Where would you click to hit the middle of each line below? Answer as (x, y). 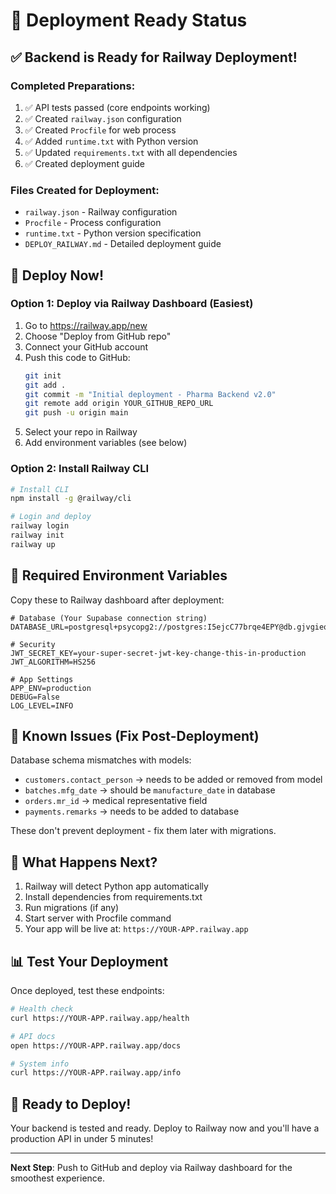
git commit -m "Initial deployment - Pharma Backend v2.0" (150, 394)
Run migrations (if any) (72, 908)
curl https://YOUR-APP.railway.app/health (100, 1018)
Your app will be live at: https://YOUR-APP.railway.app (136, 929)
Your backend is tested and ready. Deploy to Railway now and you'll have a (165, 1128)
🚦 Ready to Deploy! (71, 1104)
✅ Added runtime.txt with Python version (111, 141)
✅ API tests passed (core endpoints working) (117, 107)
